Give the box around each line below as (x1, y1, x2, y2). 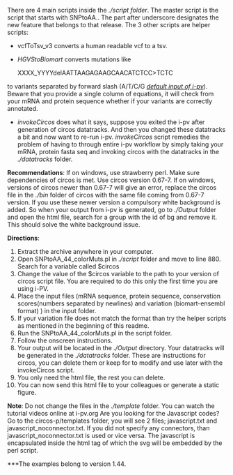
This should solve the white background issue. (7, 220, 140, 229)
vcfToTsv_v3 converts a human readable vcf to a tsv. (17, 42, 168, 50)
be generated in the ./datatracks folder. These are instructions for (17, 352, 207, 359)
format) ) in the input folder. (17, 307, 97, 315)
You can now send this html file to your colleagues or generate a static (17, 381, 220, 389)
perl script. (7, 446, 38, 454)
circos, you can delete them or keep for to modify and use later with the (17, 359, 223, 367)
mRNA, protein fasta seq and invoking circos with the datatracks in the (17, 148, 220, 156)
